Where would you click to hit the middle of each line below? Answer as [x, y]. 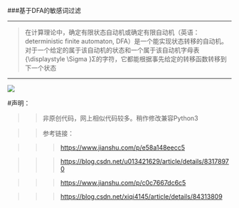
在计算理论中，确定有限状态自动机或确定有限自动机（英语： [112, 32]
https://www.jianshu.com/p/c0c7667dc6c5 [123, 183]
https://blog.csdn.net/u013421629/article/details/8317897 [144, 161]
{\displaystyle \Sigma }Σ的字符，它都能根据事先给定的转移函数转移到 [126, 59]
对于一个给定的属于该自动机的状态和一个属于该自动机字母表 [112, 50]
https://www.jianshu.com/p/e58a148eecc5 [122, 147]
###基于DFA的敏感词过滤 [44, 10]
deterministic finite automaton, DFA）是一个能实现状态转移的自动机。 [126, 41]
